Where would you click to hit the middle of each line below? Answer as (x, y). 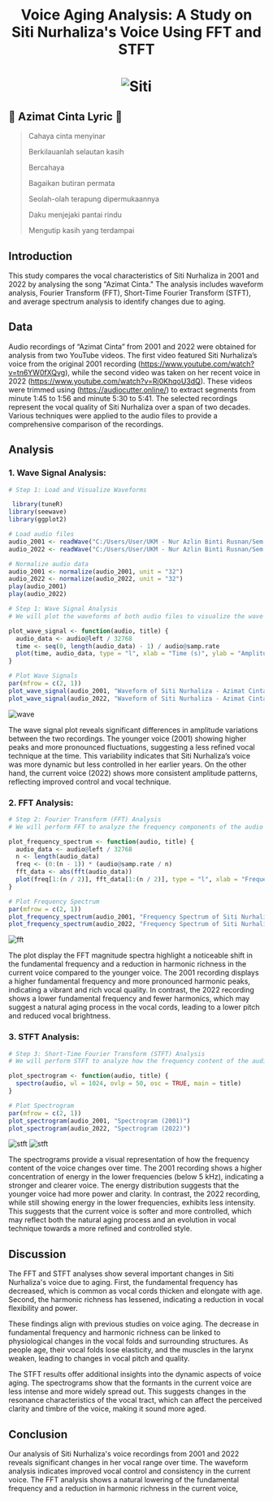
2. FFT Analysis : (41, 802)
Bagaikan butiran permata (71, 184)
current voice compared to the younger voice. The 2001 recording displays (134, 973)
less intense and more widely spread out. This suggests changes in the (127, 1391)
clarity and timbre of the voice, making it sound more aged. (108, 1409)
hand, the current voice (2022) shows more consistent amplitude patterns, (133, 772)
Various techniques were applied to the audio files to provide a (113, 415)
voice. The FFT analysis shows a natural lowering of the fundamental (124, 1480)
